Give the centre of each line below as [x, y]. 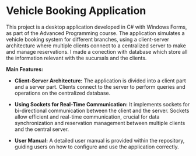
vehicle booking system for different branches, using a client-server [87, 39]
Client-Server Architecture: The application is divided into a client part [100, 81]
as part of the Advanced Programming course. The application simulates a [95, 33]
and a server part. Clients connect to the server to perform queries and [100, 86]
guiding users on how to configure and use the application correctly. [97, 147]
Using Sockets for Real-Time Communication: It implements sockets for [102, 104]
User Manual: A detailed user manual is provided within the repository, [99, 140]
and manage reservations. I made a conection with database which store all [97, 51]
